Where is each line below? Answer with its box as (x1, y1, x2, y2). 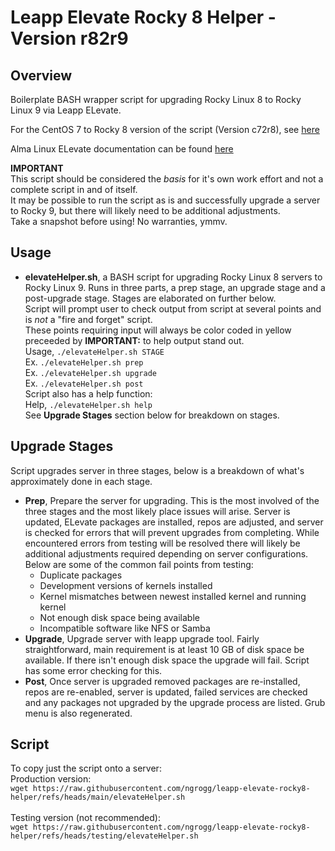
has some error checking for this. (24, 664, 163, 676)
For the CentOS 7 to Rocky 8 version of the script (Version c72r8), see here (10, 124, 320, 135)
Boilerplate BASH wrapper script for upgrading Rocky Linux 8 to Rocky (10, 94, 302, 105)
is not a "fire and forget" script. (24, 313, 153, 325)
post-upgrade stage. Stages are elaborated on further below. (24, 292, 277, 304)
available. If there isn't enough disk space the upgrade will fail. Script (24, 654, 310, 666)
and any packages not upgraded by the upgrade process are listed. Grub (24, 696, 326, 708)
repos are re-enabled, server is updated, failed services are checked (24, 686, 308, 698)
